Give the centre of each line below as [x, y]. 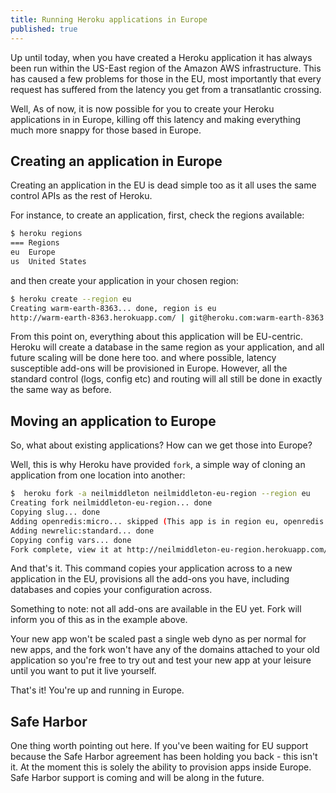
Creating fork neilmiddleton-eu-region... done [111, 503]
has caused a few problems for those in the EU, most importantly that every [166, 78]
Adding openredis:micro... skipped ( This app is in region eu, [145, 521]
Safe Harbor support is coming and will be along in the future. [137, 778]
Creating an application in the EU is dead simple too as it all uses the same [163, 185]
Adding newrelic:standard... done [82, 531]
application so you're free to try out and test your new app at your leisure [161, 660]
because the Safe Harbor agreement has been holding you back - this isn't [164, 757]
